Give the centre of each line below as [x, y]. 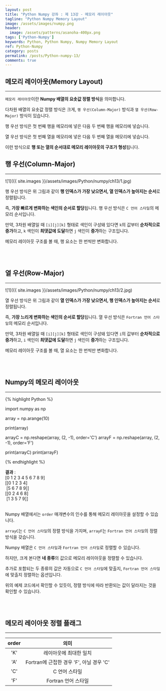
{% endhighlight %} [25, 462]
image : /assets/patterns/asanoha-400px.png [55, 33]
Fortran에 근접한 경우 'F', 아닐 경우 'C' [68, 662]
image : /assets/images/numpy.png [40, 23]
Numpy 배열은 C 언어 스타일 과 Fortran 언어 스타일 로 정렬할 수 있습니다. [73, 547]
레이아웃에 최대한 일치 [68, 653]
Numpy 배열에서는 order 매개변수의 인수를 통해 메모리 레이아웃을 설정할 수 [77, 514]
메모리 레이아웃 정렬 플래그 [43, 623]
